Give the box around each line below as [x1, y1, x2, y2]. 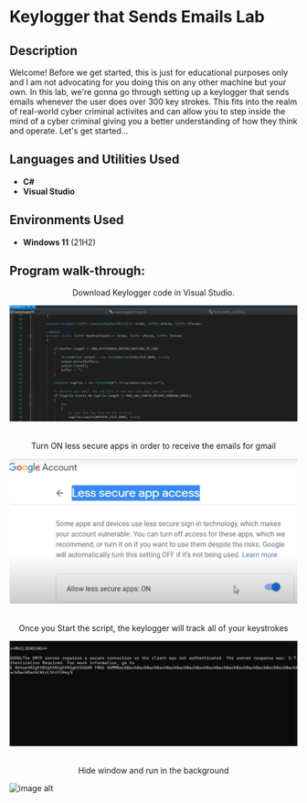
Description [9, 43, 78, 59]
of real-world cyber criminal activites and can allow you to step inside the [9, 106, 286, 116]
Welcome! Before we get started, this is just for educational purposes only [9, 67, 289, 78]
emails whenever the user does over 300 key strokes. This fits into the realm [9, 96, 298, 107]
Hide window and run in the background [78, 766, 229, 776]
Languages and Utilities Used [9, 152, 180, 167]
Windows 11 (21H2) [22, 236, 96, 248]
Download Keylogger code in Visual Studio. [71, 287, 236, 298]
